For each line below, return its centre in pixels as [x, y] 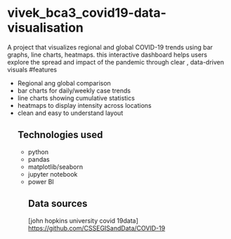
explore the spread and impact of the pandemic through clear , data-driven [116, 62]
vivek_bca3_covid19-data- [87, 13]
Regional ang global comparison [64, 83]
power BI [41, 182]
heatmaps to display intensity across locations [85, 105]
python [38, 151]
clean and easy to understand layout [70, 113]
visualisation [46, 28]
